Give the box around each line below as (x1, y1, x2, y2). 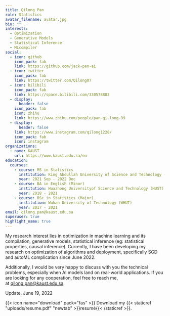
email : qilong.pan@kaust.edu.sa (5, 209, 73, 215)
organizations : (5, 144, 37, 149)
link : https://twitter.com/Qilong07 (14, 78, 92, 83)
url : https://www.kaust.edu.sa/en (14, 153, 87, 158)
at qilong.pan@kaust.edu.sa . (5, 280, 65, 286)
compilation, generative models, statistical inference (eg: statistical (5, 238, 145, 244)
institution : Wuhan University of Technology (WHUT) (18, 200, 133, 205)
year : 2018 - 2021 (18, 191, 58, 196)
